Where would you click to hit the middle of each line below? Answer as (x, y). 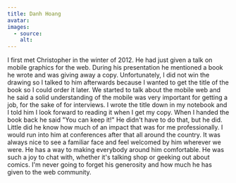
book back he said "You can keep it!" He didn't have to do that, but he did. (115, 120)
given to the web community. (49, 172)
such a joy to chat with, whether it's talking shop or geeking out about (108, 157)
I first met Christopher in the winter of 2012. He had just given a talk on (110, 60)
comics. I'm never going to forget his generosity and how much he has (110, 165)
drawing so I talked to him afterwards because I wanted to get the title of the (118, 82)
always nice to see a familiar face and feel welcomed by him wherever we (114, 142)
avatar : (19, 20)
